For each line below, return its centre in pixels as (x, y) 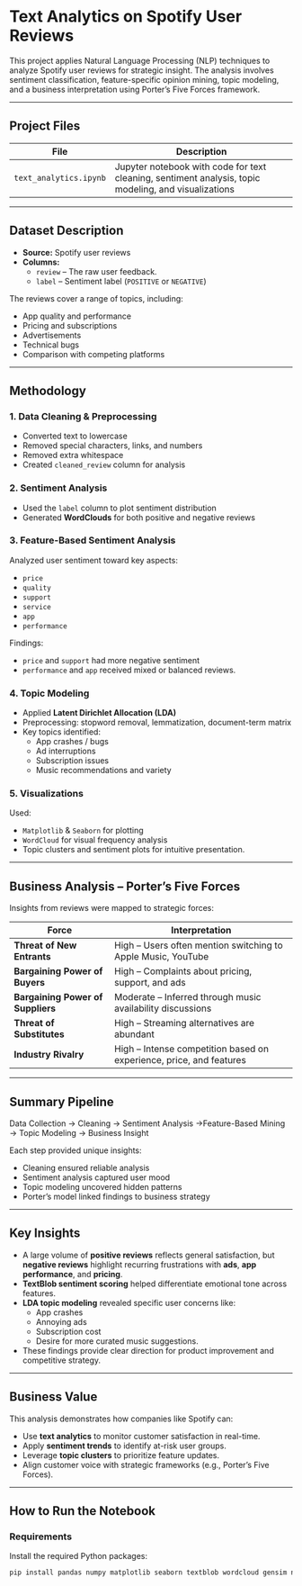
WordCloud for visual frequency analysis (95, 840)
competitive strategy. (62, 1360)
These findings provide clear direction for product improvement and (148, 1350)
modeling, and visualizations (175, 189)
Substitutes (39, 1034)
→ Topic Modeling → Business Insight (79, 1133)
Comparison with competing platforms (93, 354)
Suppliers (35, 1008)
